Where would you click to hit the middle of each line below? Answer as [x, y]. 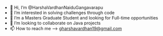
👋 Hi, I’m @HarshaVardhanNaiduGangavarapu [56, 8]
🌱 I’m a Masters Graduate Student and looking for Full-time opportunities [84, 18]
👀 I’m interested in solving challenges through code [62, 13]
